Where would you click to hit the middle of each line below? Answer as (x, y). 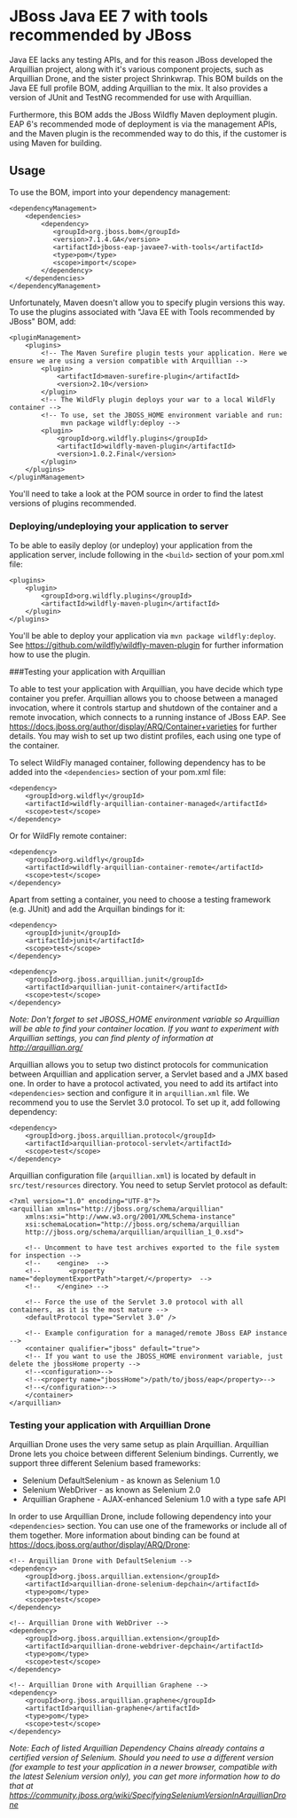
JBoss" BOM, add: (43, 321)
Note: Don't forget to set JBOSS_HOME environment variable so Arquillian (145, 1019)
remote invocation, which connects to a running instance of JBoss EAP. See (148, 717)
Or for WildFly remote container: (68, 836)
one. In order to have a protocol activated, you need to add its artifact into (144, 1084)
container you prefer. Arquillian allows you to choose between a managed (144, 699)
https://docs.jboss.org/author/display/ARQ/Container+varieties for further (143, 727)
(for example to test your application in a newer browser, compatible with (143, 1767)
